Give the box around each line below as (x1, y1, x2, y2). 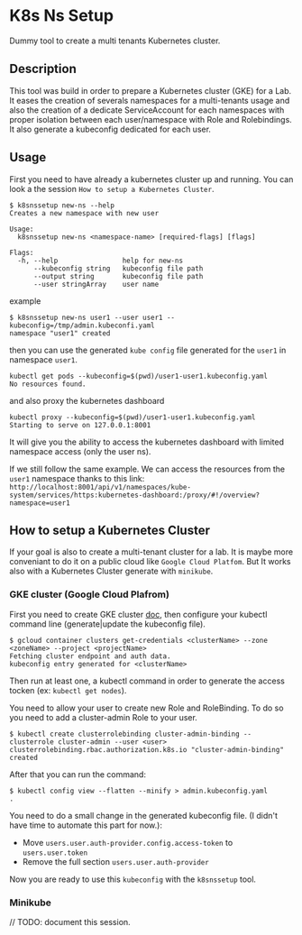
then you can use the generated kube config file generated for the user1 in (9, 344, 287, 355)
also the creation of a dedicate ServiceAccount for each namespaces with (9, 105, 285, 115)
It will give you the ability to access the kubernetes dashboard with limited (9, 436, 285, 447)
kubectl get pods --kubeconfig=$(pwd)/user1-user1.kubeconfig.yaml (9, 371, 269, 380)
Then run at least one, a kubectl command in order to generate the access (9, 675, 286, 686)
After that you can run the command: (9, 768, 147, 780)
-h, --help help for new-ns (17, 256, 183, 265)
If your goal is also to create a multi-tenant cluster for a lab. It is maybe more (9, 546, 294, 557)
